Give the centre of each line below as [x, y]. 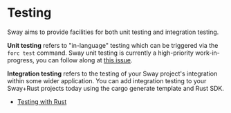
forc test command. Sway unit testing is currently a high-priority [100, 53]
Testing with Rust [42, 101]
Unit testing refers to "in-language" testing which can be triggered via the [113, 45]
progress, [21, 60]
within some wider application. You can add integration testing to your [107, 80]
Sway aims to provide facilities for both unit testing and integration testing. [113, 32]
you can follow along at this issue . [84, 60]
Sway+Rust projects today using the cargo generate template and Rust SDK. [116, 88]
